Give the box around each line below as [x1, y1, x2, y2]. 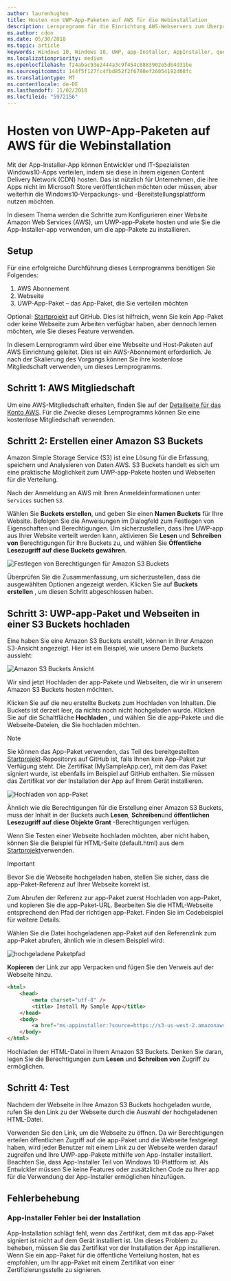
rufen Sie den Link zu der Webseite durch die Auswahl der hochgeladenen [7, 1108, 218, 1116]
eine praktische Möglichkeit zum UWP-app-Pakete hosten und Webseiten [7, 468, 216, 477]
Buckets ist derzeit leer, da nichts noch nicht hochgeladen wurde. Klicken [7, 706, 215, 715]
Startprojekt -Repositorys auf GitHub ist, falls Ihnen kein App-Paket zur [7, 755, 206, 763]
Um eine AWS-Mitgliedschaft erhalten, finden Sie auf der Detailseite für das [7, 401, 221, 409]
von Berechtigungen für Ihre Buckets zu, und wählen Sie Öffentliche [7, 539, 201, 547]
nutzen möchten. [7, 197, 55, 206]
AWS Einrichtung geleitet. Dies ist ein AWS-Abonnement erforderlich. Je [7, 348, 212, 356]
